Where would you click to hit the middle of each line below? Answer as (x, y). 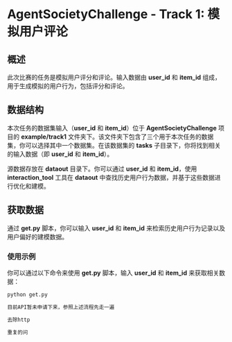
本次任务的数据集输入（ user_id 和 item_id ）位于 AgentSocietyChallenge (112, 128)
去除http (19, 320)
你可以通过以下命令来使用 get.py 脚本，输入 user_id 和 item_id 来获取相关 (113, 273)
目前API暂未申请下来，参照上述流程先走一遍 (61, 307)
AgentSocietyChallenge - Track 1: (106, 14)
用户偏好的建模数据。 (37, 237)
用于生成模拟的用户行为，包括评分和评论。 (68, 86)
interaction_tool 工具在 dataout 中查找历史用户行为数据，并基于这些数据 (111, 177)
